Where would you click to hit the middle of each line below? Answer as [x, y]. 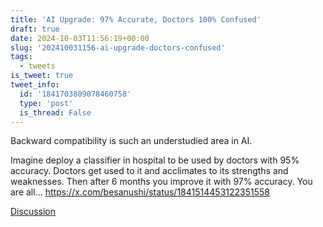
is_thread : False [55, 112]
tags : [21, 57]
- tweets [37, 66]
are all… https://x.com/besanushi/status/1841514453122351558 [140, 192]
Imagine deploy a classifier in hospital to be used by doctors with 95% [155, 160]
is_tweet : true [42, 76]
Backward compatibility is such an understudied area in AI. [131, 141]
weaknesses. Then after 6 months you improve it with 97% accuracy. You [161, 182]
